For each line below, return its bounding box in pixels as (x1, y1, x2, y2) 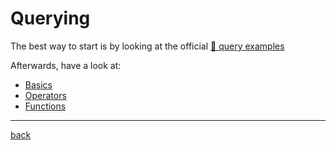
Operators (24, 89, 67, 101)
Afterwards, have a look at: (10, 59, 122, 71)
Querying (10, 7, 91, 30)
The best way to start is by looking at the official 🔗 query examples (10, 40, 285, 52)
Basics (24, 78, 53, 91)
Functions (24, 100, 67, 112)
